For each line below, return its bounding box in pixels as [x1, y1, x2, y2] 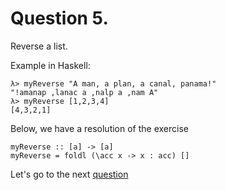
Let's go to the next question [10, 168, 129, 180]
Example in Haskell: [10, 59, 91, 71]
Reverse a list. [10, 40, 68, 52]
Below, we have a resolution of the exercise [10, 122, 189, 134]
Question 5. [10, 7, 109, 30]
